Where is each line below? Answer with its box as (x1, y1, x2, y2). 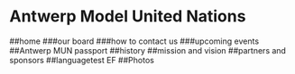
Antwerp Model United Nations (9, 6, 246, 27)
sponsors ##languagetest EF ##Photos (9, 54, 155, 65)
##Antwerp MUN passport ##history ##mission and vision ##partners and (9, 45, 287, 55)
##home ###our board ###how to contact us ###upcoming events (9, 36, 260, 46)
